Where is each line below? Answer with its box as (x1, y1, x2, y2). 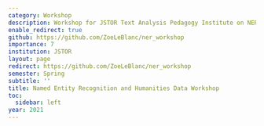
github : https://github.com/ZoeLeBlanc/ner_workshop (8, 33, 185, 41)
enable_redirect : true (8, 26, 82, 34)
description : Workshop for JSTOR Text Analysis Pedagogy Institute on (8, 19, 244, 27)
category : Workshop (8, 11, 72, 20)
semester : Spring (8, 70, 65, 77)
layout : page (8, 56, 51, 63)
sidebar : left (15, 99, 61, 106)
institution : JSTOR (8, 48, 72, 56)
